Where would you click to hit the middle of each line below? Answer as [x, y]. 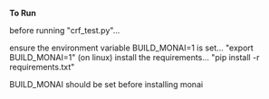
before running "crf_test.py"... [65, 30]
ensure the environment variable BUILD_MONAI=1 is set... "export [131, 48]
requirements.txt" [42, 67]
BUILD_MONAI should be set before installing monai [106, 84]
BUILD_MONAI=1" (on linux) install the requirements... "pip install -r [134, 57]
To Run [23, 13]
